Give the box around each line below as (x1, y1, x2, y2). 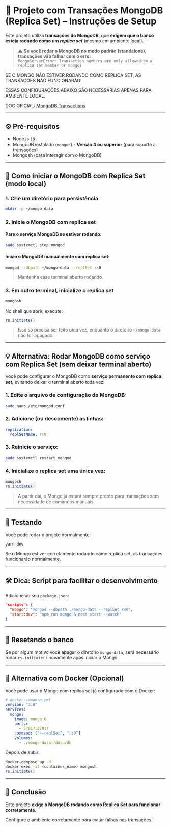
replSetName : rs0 (10, 432, 47, 437)
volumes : (14, 736, 33, 741)
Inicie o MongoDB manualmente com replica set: (5, 253, 110, 259)
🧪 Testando (5, 518, 42, 527)
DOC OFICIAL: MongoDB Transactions (5, 102, 85, 109)
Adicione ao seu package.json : (5, 593, 69, 599)
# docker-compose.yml (5, 697, 51, 703)
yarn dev (5, 541, 24, 547)
